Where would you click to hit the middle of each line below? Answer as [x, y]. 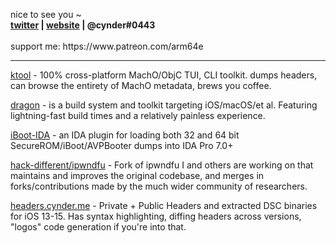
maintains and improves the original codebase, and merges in [137, 175]
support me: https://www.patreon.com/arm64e [107, 46]
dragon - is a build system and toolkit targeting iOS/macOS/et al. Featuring [164, 105]
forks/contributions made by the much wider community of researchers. [159, 186]
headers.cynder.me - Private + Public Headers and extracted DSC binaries [164, 205]
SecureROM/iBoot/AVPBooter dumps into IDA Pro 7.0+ [122, 145]
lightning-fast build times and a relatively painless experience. [138, 115]
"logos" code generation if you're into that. [98, 227]
